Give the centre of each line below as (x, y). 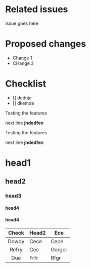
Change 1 (22, 58)
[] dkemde (23, 103)
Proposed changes (46, 44)
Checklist (26, 84)
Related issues (37, 9)
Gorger (59, 250)
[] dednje (22, 98)
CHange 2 (23, 63)
